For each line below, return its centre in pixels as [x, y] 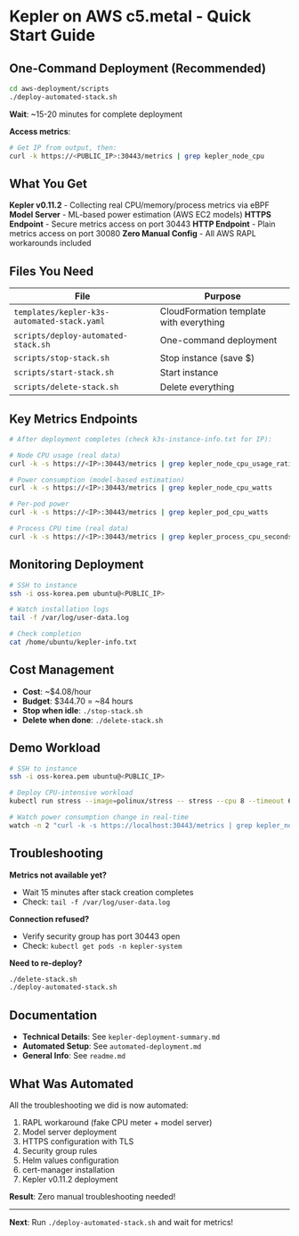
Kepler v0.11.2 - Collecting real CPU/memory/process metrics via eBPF [139, 205]
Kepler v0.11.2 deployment [70, 1179]
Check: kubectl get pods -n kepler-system [102, 945]
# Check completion [45, 634]
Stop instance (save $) [207, 358]
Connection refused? [49, 919]
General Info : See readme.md [74, 1056]
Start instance [189, 373]
